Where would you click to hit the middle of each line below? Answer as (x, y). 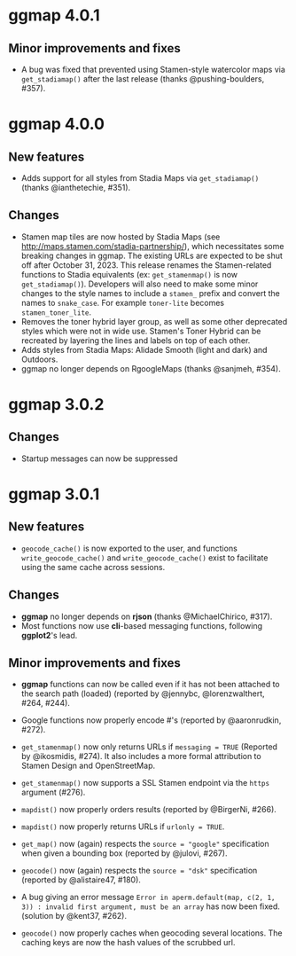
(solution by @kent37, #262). (74, 916)
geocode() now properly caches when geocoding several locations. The (152, 933)
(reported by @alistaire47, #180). (81, 880)
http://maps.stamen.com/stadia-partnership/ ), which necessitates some (152, 246)
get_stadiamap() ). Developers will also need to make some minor (140, 284)
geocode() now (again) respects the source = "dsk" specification (139, 871)
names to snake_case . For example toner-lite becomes (123, 302)
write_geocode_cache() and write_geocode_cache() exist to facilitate (144, 557)
